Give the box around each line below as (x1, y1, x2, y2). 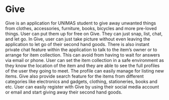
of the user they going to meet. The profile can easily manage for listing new (5, 67, 164, 73)
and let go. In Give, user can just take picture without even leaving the (5, 36, 150, 42)
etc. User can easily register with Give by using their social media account (5, 83, 159, 89)
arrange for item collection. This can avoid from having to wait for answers (5, 51, 160, 58)
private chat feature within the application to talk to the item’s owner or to (5, 46, 157, 52)
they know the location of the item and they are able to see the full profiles (5, 62, 160, 68)
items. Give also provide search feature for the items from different (5, 73, 144, 79)
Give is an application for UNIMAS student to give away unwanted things (5, 20, 156, 26)
